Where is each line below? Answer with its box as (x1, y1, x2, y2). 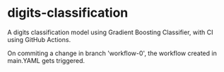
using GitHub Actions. (7, 35, 71, 43)
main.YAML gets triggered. (7, 56, 86, 64)
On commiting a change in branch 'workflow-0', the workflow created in (7, 49, 217, 57)
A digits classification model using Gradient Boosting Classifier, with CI (7, 28, 213, 36)
